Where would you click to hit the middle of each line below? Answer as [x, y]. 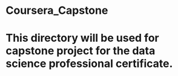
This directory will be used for [82, 38]
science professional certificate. [89, 64]
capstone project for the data [81, 51]
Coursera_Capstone [57, 11]
